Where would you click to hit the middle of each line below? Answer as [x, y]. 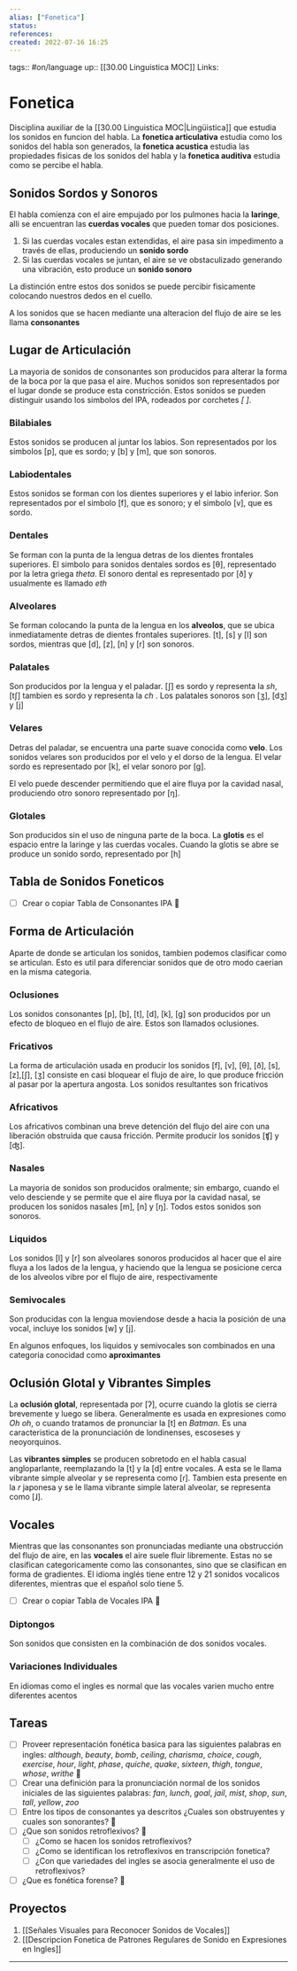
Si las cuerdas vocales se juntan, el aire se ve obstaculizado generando [152, 260]
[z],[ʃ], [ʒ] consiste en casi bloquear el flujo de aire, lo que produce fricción [147, 1075]
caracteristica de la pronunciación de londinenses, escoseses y [125, 1432]
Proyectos [38, 1909]
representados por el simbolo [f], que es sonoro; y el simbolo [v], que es [141, 503]
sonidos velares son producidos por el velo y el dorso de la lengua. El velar [145, 757]
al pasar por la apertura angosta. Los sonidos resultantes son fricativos [139, 1084]
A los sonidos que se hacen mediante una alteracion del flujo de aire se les [145, 313]
